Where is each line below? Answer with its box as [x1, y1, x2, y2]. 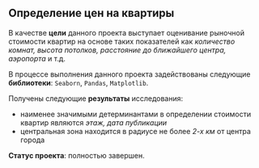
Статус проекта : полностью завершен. [8, 150, 146, 160]
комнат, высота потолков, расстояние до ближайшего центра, [8, 44, 227, 55]
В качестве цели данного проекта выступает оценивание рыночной [8, 27, 245, 37]
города [19, 135, 45, 145]
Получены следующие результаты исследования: [8, 93, 184, 103]
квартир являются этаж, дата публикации [19, 117, 168, 128]
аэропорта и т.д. [8, 53, 66, 63]
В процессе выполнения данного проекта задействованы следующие [8, 69, 251, 79]
